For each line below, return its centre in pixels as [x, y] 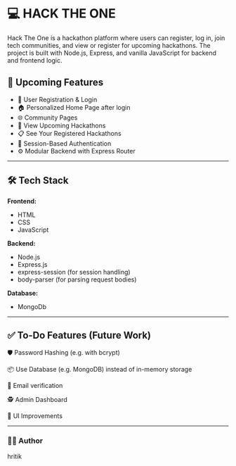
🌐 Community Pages [47, 118]
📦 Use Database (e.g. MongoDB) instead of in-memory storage [100, 370]
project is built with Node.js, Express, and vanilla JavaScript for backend [112, 53]
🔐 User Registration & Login [57, 99]
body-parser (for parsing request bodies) [77, 279]
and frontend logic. [35, 60]
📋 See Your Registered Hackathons [69, 133]
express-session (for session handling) [74, 272]
